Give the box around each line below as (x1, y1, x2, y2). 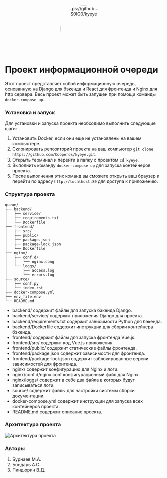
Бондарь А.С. (12, 462, 41, 468)
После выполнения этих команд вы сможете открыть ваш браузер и (12, 173, 160, 179)
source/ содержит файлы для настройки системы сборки (12, 387, 135, 393)
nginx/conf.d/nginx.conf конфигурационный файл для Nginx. (12, 371, 140, 377)
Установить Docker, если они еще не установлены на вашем (12, 135, 142, 141)
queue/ (5, 202, 19, 207)
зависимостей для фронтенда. (12, 361, 78, 367)
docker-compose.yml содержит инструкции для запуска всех (12, 398, 143, 404)
